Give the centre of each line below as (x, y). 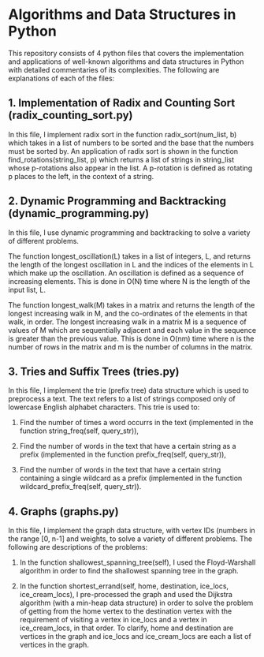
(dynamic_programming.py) (79, 213)
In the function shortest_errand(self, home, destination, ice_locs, (124, 586)
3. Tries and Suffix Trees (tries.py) (94, 371)
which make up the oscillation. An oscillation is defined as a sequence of (126, 273)
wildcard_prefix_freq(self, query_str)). (80, 487)
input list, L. (27, 289)
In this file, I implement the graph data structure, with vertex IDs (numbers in (132, 531)
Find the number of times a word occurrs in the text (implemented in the (136, 423)
